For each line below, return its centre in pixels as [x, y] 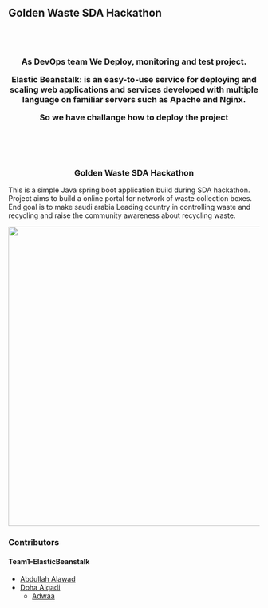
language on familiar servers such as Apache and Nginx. [134, 100]
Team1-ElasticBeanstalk [49, 561]
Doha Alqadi [40, 588]
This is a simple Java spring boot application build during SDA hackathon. [129, 190]
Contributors [34, 543]
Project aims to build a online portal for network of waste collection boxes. [130, 199]
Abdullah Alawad [47, 579]
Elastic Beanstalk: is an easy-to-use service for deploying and [134, 80]
